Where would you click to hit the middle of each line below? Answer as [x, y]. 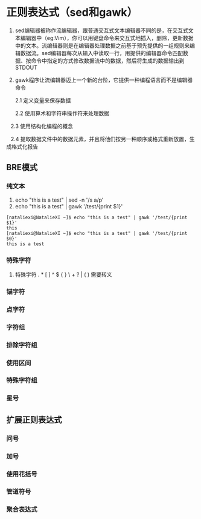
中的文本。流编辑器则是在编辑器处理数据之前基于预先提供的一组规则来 [102, 45]
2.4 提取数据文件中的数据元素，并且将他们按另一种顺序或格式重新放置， [100, 139]
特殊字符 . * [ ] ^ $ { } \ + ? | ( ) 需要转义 [63, 274]
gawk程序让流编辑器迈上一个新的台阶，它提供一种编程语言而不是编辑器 [104, 80]
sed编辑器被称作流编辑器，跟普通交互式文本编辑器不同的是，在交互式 [101, 30]
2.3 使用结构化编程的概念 [42, 126]
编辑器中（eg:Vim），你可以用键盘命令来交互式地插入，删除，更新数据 [107, 38]
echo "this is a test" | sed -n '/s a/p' [59, 200]
